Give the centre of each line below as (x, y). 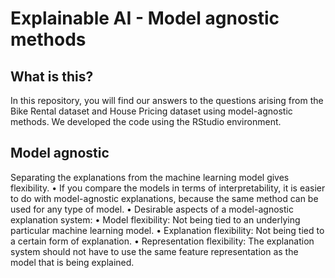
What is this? (52, 76)
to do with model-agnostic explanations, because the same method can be (164, 198)
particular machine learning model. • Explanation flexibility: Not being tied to (167, 230)
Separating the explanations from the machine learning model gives (150, 177)
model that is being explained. (72, 262)
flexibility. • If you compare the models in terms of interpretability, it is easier (168, 188)
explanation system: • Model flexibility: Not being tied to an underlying (155, 219)
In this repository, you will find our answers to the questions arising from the (167, 100)
